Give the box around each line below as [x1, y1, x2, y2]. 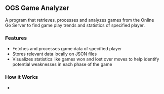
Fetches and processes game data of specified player [12, 46, 122, 52]
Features [5, 34, 27, 41]
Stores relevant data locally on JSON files [12, 51, 97, 57]
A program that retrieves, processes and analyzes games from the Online [5, 17, 154, 23]
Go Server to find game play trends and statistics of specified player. [5, 22, 145, 28]
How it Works [5, 74, 38, 81]
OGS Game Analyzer [5, 4, 70, 12]
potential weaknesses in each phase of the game [12, 62, 113, 67]
